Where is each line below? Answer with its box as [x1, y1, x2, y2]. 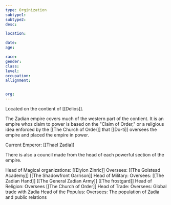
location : [5, 31, 27, 36]
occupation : [5, 73, 31, 78]
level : [5, 69, 19, 74]
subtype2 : [5, 17, 27, 22]
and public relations [5, 194, 47, 200]
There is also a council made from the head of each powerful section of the [5, 152, 165, 157]
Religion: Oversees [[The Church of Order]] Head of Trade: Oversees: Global [5, 184, 167, 189]
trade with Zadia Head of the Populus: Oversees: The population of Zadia [5, 189, 160, 195]
